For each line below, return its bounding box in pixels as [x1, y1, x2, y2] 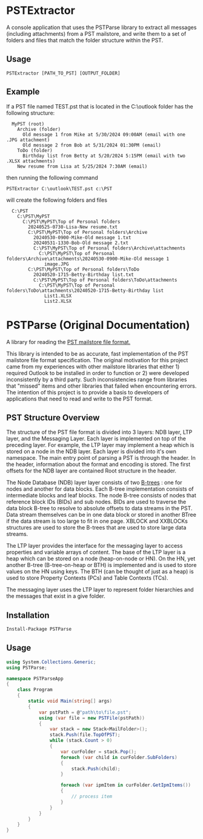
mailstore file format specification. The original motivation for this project [6, 356, 188, 363]
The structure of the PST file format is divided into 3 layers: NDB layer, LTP [6, 428, 193, 436]
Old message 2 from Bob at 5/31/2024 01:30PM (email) [22, 142, 162, 148]
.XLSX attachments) [6, 158, 56, 164]
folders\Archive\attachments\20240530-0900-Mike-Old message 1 [6, 256, 170, 262]
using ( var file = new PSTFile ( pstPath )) [38, 715, 145, 721]
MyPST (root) [12, 121, 45, 127]
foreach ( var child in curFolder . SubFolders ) [60, 754, 178, 760]
